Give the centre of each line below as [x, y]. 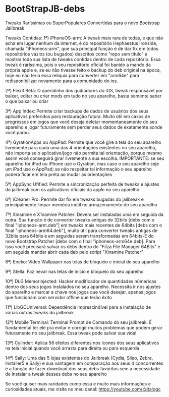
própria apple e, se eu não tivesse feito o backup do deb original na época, [83, 70]
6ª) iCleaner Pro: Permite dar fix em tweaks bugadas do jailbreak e [74, 199]
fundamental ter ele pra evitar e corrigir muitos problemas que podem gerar [84, 327]
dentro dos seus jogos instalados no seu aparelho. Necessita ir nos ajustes [83, 287]
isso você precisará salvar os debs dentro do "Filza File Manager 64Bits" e [83, 246]
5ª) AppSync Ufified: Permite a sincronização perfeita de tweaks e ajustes [82, 184]
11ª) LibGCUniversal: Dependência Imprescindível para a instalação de [78, 307]
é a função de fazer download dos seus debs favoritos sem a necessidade [83, 368]
